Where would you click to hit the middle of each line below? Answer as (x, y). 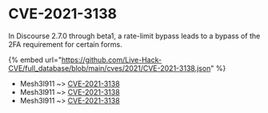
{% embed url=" (35, 60)
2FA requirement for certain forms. (65, 44)
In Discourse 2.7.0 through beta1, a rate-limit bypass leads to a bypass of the (134, 36)
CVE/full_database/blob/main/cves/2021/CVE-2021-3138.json (110, 68)
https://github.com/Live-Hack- (112, 60)
